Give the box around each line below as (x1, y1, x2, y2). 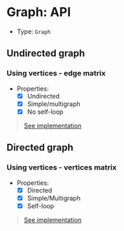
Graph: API (6, 4, 71, 20)
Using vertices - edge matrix (6, 68, 106, 78)
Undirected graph (6, 47, 85, 59)
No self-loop (27, 107, 64, 116)
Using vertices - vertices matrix (6, 163, 117, 172)
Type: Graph (16, 27, 51, 36)
